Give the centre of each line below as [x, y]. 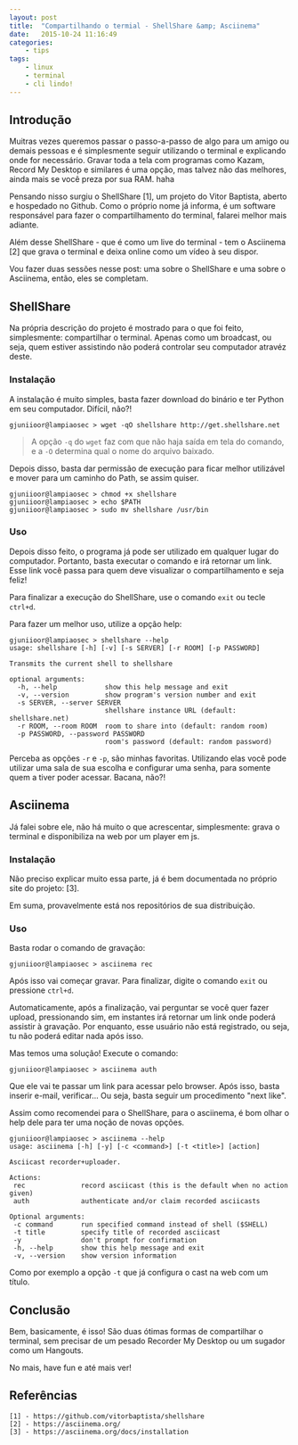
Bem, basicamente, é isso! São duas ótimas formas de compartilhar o [137, 1332]
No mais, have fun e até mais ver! [70, 1368]
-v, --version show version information [95, 1256]
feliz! [18, 580]
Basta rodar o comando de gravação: [77, 948]
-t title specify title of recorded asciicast [117, 1233]
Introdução [40, 120]
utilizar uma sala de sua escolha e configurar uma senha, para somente [140, 767]
